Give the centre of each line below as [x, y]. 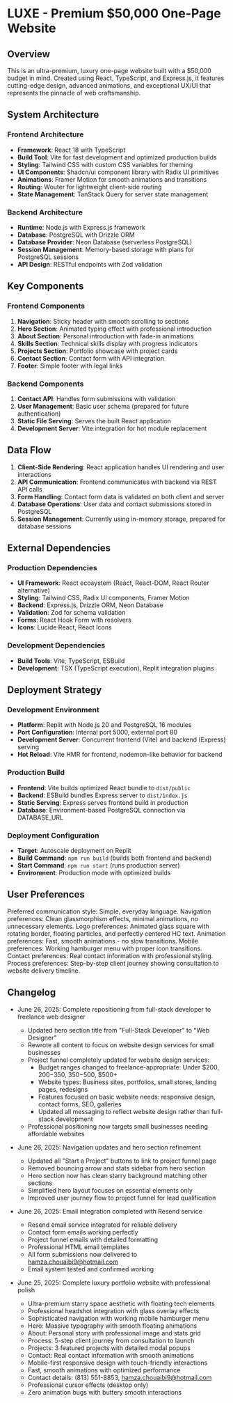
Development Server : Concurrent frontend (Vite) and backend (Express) [121, 739]
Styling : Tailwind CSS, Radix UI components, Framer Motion [103, 598]
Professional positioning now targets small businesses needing [118, 1126]
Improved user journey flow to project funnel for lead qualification [122, 1198]
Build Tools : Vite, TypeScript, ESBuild [71, 661]
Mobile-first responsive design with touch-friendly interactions [118, 1363]
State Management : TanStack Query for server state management [113, 194]
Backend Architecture [45, 212]
